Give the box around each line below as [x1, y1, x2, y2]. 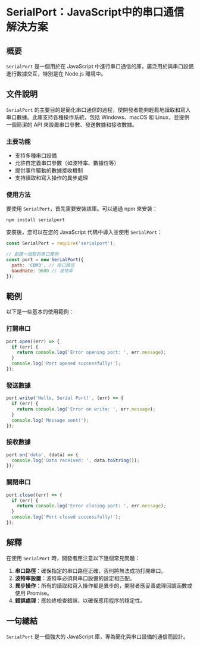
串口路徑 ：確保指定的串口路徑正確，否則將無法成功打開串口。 [14, 567, 167, 574]
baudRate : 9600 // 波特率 [11, 268, 73, 274]
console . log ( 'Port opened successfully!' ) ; [11, 360, 121, 366]
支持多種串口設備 [14, 152, 57, 159]
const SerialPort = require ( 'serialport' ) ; [6, 240, 116, 247]
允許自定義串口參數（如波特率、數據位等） [14, 159, 120, 167]
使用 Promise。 [14, 589, 52, 597]
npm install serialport [6, 217, 65, 223]
